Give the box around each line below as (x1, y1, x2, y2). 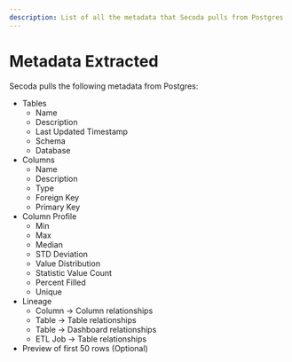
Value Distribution (35, 258, 100, 269)
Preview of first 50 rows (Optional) (21, 342, 148, 353)
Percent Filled (35, 277, 86, 287)
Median (35, 239, 64, 249)
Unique (35, 286, 62, 297)
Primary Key (35, 201, 81, 212)
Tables (21, 98, 47, 108)
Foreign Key (35, 192, 80, 202)
